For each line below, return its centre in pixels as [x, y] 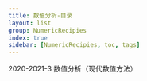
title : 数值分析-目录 [41, 15]
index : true [28, 38]
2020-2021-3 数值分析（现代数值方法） [73, 69]
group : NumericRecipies [48, 30]
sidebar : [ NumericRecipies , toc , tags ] [74, 45]
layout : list [30, 23]
